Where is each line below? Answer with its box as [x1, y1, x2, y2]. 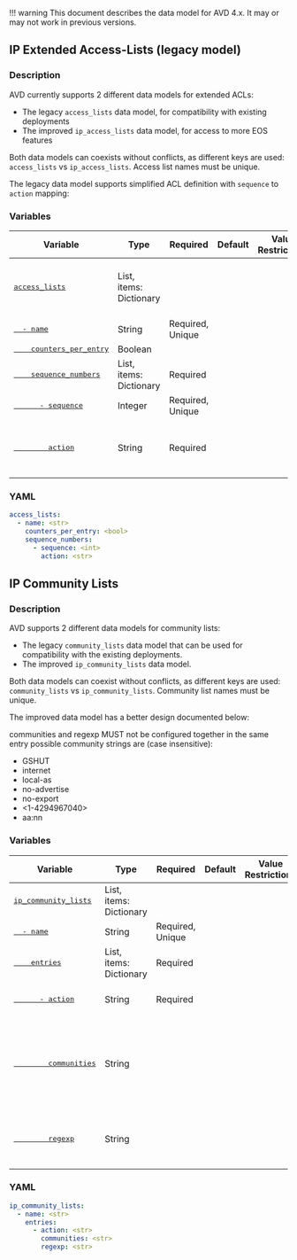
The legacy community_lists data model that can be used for [21, 640, 243, 650]
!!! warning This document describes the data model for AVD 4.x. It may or [9, 8, 280, 18]
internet [21, 766, 51, 776]
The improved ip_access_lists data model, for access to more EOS [21, 125, 268, 136]
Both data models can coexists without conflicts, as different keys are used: [9, 152, 285, 162]
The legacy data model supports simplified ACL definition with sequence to [9, 178, 279, 189]
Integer [118, 399, 148, 411]
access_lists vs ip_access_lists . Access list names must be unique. [9, 161, 261, 172]
